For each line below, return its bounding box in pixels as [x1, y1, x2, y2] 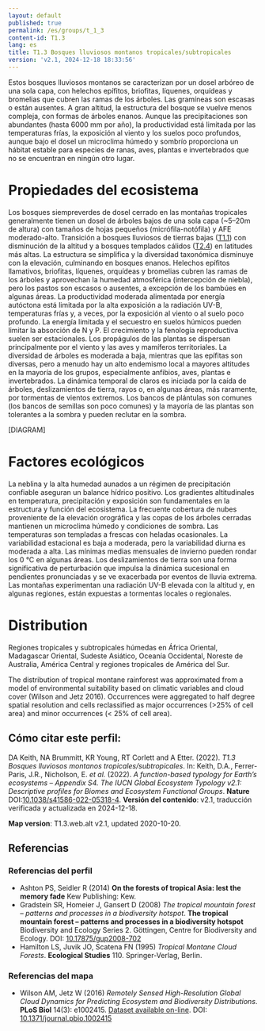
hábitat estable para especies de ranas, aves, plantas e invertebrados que [8, 144, 249, 155]
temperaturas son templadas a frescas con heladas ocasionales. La [8, 529, 228, 539]
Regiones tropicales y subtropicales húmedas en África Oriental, [8, 642, 218, 652]
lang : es [8, 41, 37, 49]
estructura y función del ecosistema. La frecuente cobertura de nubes [8, 504, 237, 514]
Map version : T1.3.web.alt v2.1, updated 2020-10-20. [8, 818, 182, 828]
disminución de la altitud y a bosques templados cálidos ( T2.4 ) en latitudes [8, 241, 253, 251]
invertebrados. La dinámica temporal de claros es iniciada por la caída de [8, 376, 247, 385]
